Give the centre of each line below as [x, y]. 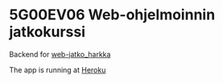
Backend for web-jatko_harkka [60, 54]
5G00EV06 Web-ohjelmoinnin [112, 15]
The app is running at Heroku [58, 69]
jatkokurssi [47, 32]
